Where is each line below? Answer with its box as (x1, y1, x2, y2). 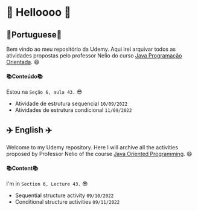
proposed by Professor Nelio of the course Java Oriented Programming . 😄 (6, 151, 193, 158)
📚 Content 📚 (6, 164, 39, 172)
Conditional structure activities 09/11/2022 (14, 198, 120, 206)
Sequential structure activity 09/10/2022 (14, 192, 114, 199)
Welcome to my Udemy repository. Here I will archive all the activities (6, 144, 178, 151)
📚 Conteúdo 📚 (6, 73, 43, 80)
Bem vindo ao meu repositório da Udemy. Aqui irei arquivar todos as (6, 45, 176, 53)
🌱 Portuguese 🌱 (6, 30, 62, 40)
